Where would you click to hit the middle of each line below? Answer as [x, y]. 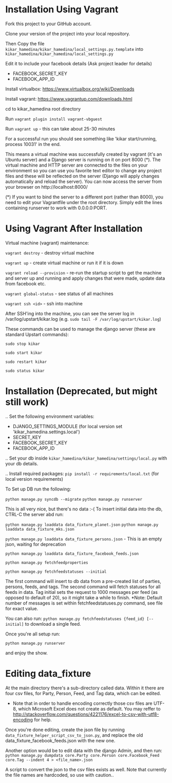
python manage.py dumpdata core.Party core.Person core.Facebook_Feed [82, 755]
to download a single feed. [53, 624]
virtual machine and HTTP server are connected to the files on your [77, 165]
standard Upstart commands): [37, 334]
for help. [43, 720]
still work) [27, 402]
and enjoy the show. [26, 653]
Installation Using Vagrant [62, 10]
